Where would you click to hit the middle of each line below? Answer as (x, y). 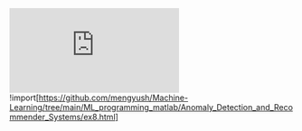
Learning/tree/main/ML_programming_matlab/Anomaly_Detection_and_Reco (151, 107)
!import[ (24, 98)
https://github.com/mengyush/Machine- (113, 98)
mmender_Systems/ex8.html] (64, 117)
